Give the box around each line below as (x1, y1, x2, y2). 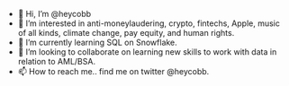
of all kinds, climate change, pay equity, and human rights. (17, 28, 235, 38)
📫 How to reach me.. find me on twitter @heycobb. (17, 66, 210, 76)
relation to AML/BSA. (17, 56, 96, 66)
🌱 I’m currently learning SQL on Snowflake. (17, 37, 177, 47)
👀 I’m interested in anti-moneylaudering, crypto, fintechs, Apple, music (17, 18, 281, 29)
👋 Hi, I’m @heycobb (17, 9, 92, 19)
